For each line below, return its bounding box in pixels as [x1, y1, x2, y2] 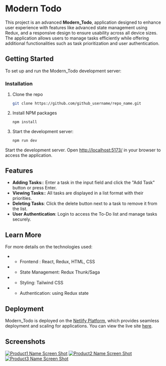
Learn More [5, 230, 42, 239]
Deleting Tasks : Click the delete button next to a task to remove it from [12, 201, 158, 207]
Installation [5, 80, 33, 87]
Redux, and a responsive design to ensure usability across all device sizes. [5, 30, 158, 36]
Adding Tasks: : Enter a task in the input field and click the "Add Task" [12, 180, 155, 185]
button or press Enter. [12, 185, 57, 191]
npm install [12, 119, 37, 124]
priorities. [12, 195, 32, 201]
